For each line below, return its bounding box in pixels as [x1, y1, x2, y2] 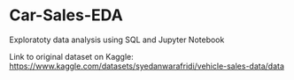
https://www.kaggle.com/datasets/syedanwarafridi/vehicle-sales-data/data [9, 61, 285, 71]
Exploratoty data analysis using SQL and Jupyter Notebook [9, 34, 225, 45]
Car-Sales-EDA [9, 5, 124, 25]
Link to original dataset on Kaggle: [9, 51, 135, 62]
